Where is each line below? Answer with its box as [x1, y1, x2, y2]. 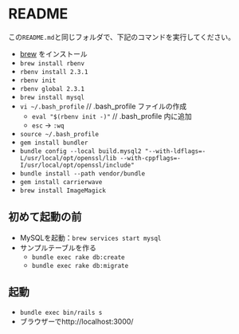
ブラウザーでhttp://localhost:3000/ [19, 316, 134, 326]
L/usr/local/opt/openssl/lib [19, 154, 117, 162]
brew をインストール [19, 49, 88, 58]
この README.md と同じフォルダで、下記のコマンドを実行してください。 [8, 32, 236, 41]
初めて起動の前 [8, 210, 82, 224]
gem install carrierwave [19, 178, 103, 186]
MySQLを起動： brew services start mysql [19, 233, 162, 242]
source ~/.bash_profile [19, 130, 100, 138]
